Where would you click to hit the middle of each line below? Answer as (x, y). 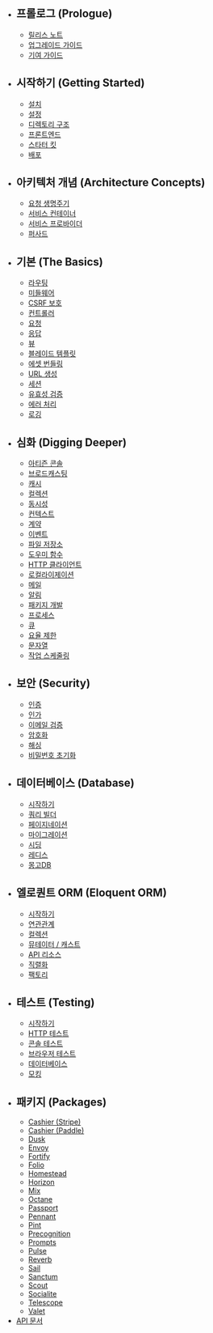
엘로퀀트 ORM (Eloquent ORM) (91, 893)
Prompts (42, 1242)
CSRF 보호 (45, 303)
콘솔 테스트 (45, 1044)
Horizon (41, 1182)
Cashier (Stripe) (54, 1122)
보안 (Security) (53, 683)
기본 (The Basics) (59, 262)
